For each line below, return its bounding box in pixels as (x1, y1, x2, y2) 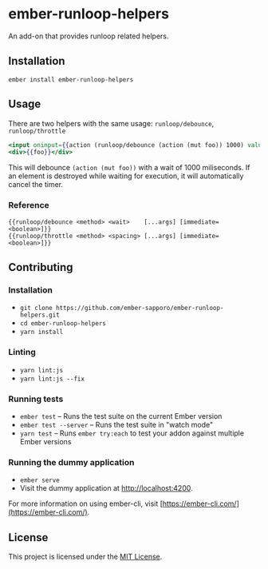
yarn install (19, 328, 64, 336)
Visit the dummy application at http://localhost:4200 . (19, 483, 193, 493)
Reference (8, 200, 49, 211)
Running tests (8, 393, 64, 404)
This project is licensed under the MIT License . (8, 552, 163, 561)
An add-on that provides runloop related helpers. (8, 31, 169, 41)
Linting (8, 347, 36, 358)
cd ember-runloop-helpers (19, 320, 106, 328)
